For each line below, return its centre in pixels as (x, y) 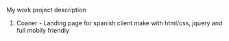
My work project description (46, 10)
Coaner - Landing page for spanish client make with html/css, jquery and (119, 23)
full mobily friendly (43, 30)
